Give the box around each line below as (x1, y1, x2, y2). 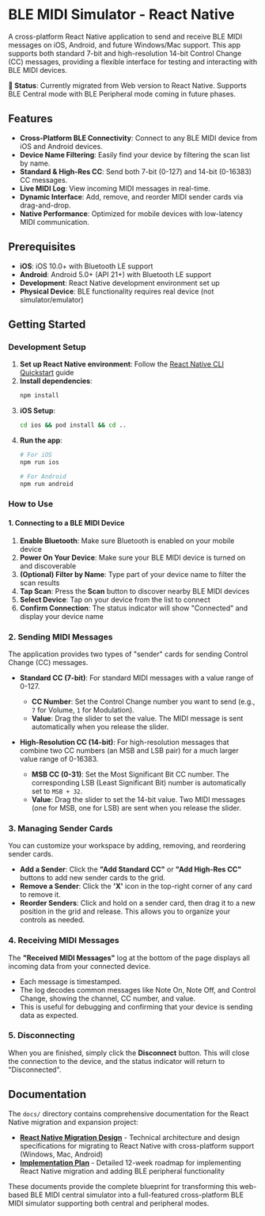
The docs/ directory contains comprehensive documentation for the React (8, 1108, 249, 1118)
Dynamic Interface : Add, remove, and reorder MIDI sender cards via (19, 192, 244, 201)
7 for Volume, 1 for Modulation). (31, 705, 134, 714)
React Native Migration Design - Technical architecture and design (19, 1132, 240, 1142)
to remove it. (19, 890, 61, 899)
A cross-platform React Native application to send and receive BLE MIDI (8, 32, 243, 41)
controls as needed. (19, 915, 85, 925)
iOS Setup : (19, 406, 56, 416)
